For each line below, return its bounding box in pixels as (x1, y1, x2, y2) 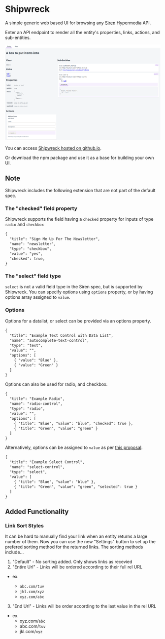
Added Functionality (5, 507, 69, 516)
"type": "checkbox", (9, 246, 52, 251)
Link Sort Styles (5, 522, 44, 529)
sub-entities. (5, 35, 31, 40)
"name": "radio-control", (9, 401, 63, 406)
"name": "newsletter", (9, 241, 56, 246)
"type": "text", (9, 343, 43, 348)
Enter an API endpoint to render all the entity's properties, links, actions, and (5, 29, 160, 35)
